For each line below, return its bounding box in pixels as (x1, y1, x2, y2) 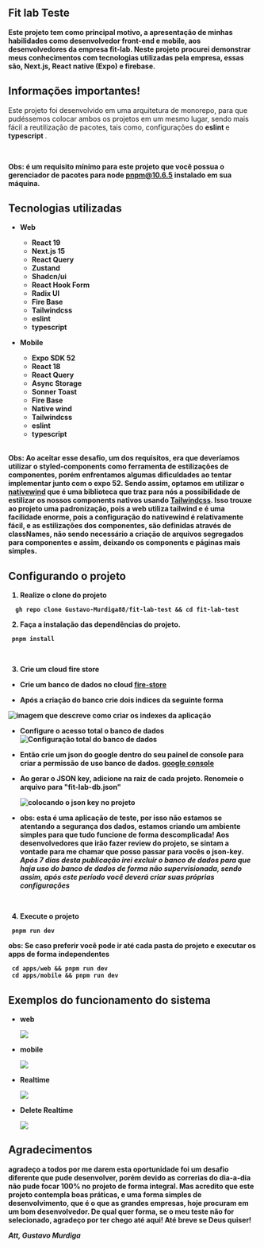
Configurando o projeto (8, 569, 127, 583)
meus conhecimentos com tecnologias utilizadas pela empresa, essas (8, 52, 244, 62)
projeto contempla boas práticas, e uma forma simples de (8, 1189, 202, 1199)
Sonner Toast (31, 387, 78, 397)
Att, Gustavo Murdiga (8, 1231, 81, 1240)
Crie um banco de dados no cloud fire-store (19, 680, 167, 690)
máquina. (8, 178, 40, 188)
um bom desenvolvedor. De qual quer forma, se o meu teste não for (8, 1207, 235, 1216)
